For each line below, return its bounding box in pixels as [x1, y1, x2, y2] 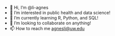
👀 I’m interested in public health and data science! [9, 10, 111, 16]
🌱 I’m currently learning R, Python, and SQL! [9, 15, 99, 20]
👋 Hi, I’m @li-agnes [9, 5, 49, 10]
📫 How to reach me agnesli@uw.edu [9, 26, 85, 31]
